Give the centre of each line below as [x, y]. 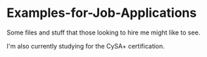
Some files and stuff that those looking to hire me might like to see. [103, 32]
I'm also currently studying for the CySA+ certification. [86, 46]
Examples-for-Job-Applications [102, 13]
